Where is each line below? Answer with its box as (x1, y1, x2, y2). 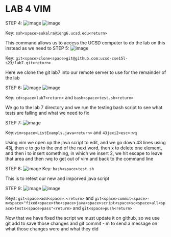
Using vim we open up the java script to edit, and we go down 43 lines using (5, 139, 166, 145)
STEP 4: (5, 20, 22, 26)
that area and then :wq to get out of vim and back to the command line (5, 155, 154, 162)
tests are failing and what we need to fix (5, 110, 89, 116)
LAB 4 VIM (5, 3, 51, 15)
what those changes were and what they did (5, 225, 99, 232)
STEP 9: (5, 185, 22, 191)
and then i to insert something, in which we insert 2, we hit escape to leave (5, 150, 163, 156)
